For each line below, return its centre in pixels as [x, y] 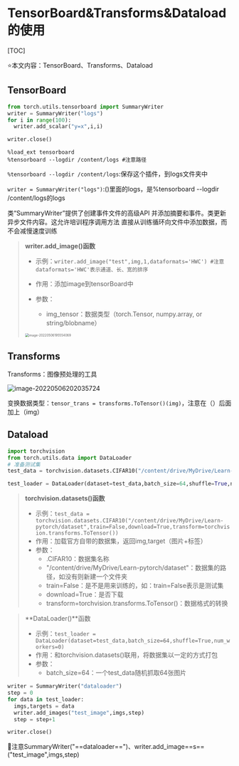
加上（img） [26, 411]
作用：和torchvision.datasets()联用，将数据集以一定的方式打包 [127, 655]
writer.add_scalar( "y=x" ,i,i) [58, 127]
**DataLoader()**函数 [58, 619]
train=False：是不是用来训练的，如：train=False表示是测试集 [135, 586]
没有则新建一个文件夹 [96, 577]
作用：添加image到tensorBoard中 [84, 284]
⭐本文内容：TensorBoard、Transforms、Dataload [80, 65]
